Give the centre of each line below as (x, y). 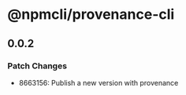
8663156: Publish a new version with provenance (99, 82)
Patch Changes (37, 66)
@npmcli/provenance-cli (91, 15)
